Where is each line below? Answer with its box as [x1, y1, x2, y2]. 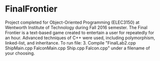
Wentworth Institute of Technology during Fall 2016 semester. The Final [5, 24, 148, 30]
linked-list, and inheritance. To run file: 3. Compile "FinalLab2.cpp [5, 40, 136, 46]
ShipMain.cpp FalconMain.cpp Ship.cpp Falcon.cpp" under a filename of [5, 45, 150, 51]
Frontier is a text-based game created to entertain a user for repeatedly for [5, 30, 154, 35]
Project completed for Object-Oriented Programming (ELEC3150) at [5, 19, 140, 25]
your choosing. [5, 50, 35, 56]
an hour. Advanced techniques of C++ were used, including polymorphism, [5, 35, 155, 41]
